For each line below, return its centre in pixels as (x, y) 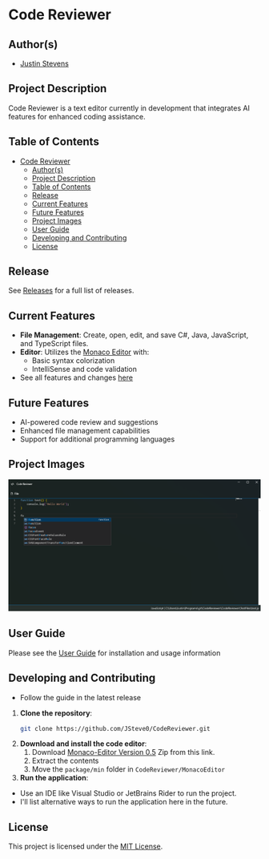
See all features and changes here (76, 377)
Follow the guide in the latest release (80, 697)
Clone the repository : (56, 713)
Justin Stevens (44, 63)
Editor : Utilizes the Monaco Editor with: (84, 352)
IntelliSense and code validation (84, 369)
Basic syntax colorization (73, 361)
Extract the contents (65, 761)
